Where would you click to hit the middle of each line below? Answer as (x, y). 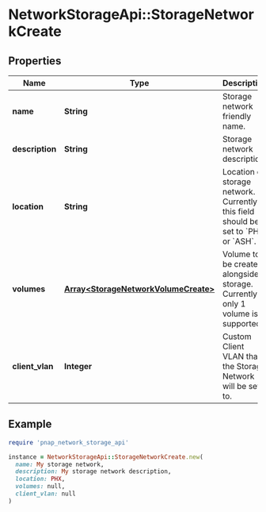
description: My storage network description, (93, 472)
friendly (237, 116)
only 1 (234, 304)
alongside (241, 274)
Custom (237, 337)
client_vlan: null (46, 494)
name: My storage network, (60, 464)
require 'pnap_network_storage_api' (68, 442)
